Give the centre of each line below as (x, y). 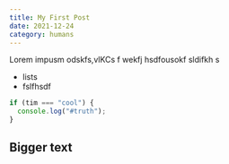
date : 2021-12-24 (42, 26)
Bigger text (41, 147)
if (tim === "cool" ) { (52, 103)
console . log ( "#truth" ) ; (62, 112)
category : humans (42, 34)
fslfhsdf (37, 87)
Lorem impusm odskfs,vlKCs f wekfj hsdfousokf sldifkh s (114, 60)
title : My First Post (50, 17)
